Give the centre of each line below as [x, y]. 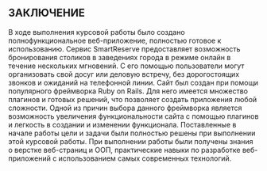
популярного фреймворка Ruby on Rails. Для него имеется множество [128, 91]
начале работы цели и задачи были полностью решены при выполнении [132, 133]
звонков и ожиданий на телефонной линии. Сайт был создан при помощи [133, 82]
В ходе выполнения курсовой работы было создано [97, 32]
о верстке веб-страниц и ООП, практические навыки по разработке [124, 150]
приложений [30, 158]
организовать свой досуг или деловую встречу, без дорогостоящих [124, 74]
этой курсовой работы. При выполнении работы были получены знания [131, 141]
